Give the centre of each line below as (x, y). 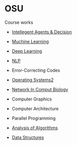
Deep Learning (27, 51)
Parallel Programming (34, 118)
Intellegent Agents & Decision (42, 32)
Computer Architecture (35, 108)
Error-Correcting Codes (36, 70)
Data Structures (28, 137)
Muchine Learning (30, 41)
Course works (19, 22)
